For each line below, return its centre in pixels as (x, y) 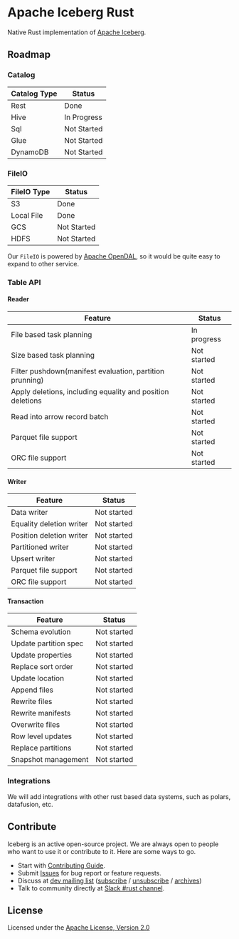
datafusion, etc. (30, 804)
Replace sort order (42, 667)
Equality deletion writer (49, 524)
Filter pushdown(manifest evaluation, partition (88, 371)
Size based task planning (53, 356)
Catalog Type (34, 94)
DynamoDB (30, 152)
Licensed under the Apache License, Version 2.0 (79, 928)
